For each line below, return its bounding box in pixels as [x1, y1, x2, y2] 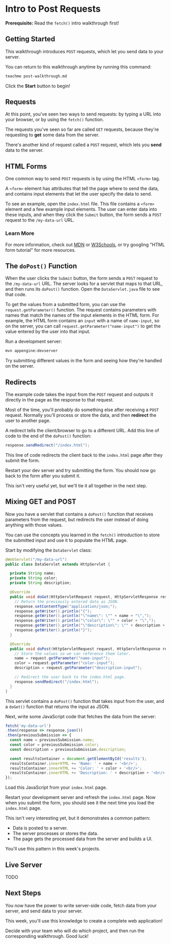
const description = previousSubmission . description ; [10, 747, 126, 752]
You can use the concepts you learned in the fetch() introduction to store [5, 532, 160, 538]
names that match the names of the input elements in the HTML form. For [5, 312, 159, 318]
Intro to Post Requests [5, 3, 101, 15]
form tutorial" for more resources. [5, 247, 76, 253]
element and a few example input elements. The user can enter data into [5, 206, 157, 213]
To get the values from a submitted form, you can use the [5, 301, 126, 308]
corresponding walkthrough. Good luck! [5, 933, 89, 939]
